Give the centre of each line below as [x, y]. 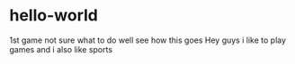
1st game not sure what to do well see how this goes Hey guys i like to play [147, 40]
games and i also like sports [61, 49]
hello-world [54, 16]
